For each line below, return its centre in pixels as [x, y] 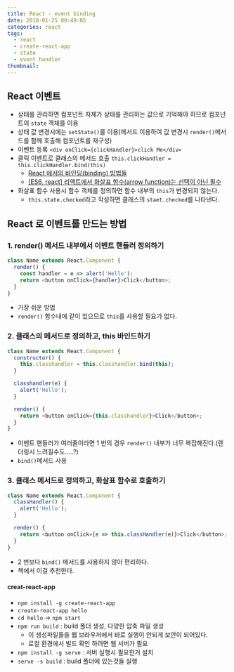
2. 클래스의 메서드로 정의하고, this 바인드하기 [79, 336]
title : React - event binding [52, 14]
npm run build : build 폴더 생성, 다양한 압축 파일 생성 [91, 626]
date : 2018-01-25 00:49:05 [47, 20]
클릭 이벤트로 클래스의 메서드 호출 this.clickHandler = [94, 158]
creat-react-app [32, 587]
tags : [15, 33]
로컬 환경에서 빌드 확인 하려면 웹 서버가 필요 [88, 643]
